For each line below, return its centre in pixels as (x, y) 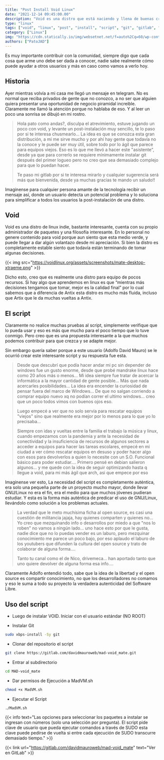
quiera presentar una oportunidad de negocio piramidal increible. (71, 103)
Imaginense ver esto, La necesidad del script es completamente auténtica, (80, 482)
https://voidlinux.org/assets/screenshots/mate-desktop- (89, 262)
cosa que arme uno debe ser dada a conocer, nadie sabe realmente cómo (79, 61)
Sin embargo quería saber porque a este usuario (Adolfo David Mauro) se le (81, 351)
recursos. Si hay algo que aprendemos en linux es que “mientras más (75, 282)
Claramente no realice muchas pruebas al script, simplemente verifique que (81, 325)
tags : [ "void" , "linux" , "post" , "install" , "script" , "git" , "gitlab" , (81, 28)
